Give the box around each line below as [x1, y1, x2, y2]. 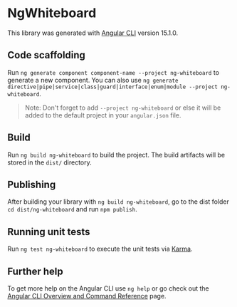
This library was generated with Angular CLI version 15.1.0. [7, 28, 179, 37]
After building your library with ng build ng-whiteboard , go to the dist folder [7, 197, 230, 206]
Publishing [7, 178, 56, 190]
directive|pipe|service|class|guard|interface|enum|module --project [7, 83, 218, 90]
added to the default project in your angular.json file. [24, 110, 181, 119]
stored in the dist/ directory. [7, 158, 93, 167]
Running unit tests [7, 226, 90, 238]
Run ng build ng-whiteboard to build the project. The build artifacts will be [7, 150, 226, 159]
